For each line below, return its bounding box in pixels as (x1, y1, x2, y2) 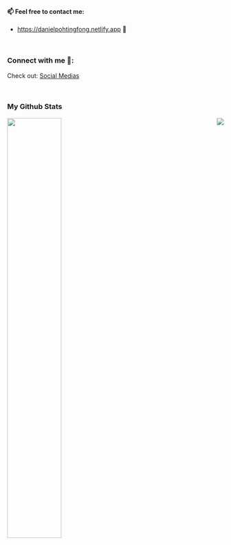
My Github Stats (7, 102, 63, 112)
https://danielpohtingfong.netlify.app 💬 (16, 25, 127, 34)
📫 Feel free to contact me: (7, 7, 85, 15)
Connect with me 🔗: (7, 56, 74, 65)
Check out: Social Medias (7, 71, 80, 80)
